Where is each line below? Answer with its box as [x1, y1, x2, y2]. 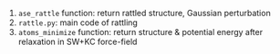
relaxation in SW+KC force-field [17, 36, 138, 47]
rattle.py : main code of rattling [17, 17, 139, 28]
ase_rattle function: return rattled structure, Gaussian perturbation [17, 8, 271, 18]
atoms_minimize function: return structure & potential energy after [17, 27, 263, 37]
